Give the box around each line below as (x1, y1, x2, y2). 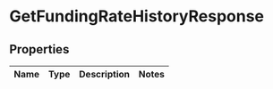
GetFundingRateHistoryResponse (9, 6, 265, 27)
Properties (9, 42, 70, 57)
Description (79, 69, 130, 80)
